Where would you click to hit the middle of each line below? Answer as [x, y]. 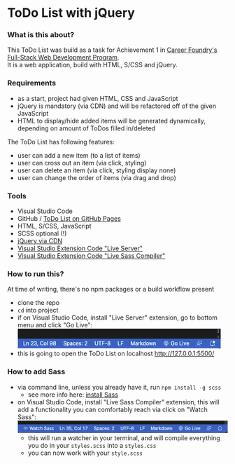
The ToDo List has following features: [61, 142]
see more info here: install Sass [73, 395]
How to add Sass [36, 371]
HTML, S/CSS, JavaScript [55, 226]
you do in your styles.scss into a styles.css [92, 445]
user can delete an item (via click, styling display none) [97, 170]
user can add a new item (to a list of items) [79, 155]
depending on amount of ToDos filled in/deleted [86, 128]
